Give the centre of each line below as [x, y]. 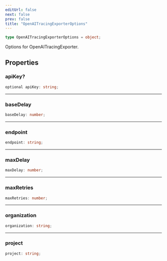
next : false [17, 14]
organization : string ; [29, 226]
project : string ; [23, 254]
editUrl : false [21, 10]
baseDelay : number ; [25, 115]
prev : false [17, 19]
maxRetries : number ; [27, 198]
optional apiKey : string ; [32, 87]
